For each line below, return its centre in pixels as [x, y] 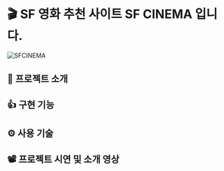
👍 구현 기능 [31, 105]
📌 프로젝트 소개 [37, 79]
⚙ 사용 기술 [31, 133]
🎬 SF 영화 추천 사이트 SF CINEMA [100, 14]
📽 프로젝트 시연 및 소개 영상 [63, 159]
